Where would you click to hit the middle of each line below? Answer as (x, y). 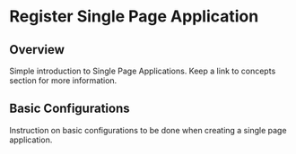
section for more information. (63, 81)
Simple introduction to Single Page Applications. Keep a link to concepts (143, 71)
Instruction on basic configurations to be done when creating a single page (148, 130)
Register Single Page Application (134, 17)
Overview (37, 50)
